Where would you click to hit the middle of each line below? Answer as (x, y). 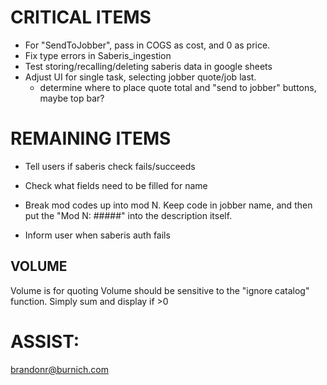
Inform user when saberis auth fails (97, 235)
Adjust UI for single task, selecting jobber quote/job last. (140, 77)
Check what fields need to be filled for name (116, 185)
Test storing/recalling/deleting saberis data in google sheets (148, 66)
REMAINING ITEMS (91, 138)
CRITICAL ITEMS (81, 17)
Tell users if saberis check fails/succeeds (110, 166)
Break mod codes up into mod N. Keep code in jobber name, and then (168, 205)
